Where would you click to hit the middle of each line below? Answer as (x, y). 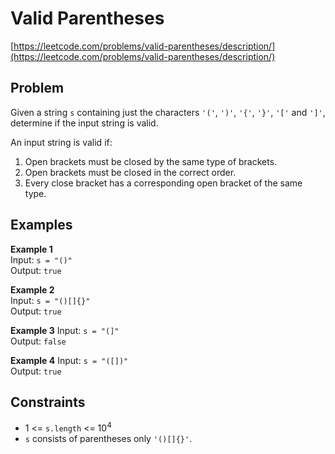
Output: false (38, 341)
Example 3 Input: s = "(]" (65, 330)
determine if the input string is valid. (84, 123)
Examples (41, 225)
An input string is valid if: (61, 142)
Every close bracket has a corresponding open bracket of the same (163, 183)
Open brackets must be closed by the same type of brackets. (151, 161)
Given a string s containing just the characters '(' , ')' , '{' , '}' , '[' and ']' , (168, 112)
